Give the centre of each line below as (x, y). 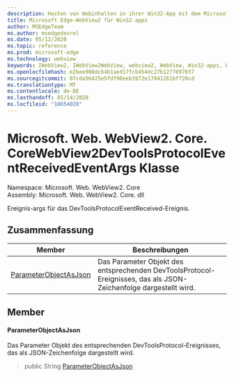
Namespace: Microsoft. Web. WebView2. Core (74, 187)
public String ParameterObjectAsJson (78, 367)
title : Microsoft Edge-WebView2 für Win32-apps (78, 20)
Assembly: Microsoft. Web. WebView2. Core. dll (76, 195)
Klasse (159, 168)
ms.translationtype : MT (42, 85)
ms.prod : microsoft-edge (43, 53)
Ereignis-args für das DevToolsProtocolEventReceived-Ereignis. (99, 208)
